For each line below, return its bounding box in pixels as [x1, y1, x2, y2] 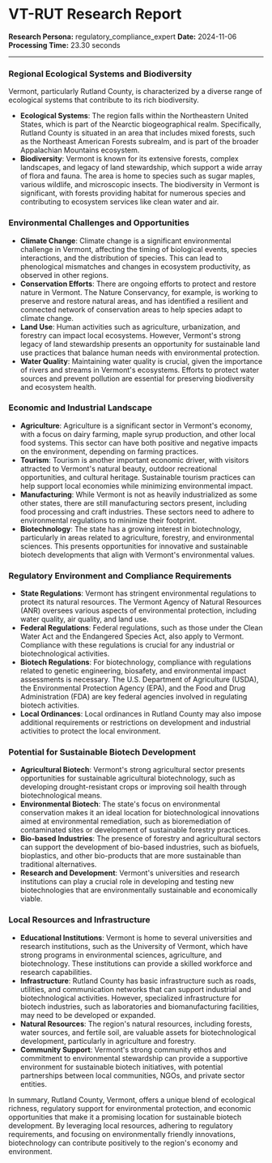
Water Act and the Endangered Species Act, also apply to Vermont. [19, 631, 244, 641]
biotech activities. [19, 700, 79, 710]
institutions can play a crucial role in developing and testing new [19, 877, 235, 887]
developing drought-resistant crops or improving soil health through [19, 782, 247, 792]
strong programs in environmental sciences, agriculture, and [19, 950, 223, 960]
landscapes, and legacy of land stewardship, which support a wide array [19, 163, 263, 173]
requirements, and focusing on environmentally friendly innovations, [8, 1129, 236, 1139]
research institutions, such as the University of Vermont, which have [19, 941, 249, 951]
